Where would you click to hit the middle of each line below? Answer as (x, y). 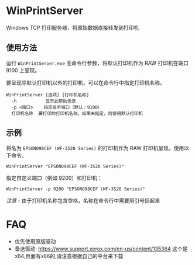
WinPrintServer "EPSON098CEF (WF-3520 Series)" (65, 166)
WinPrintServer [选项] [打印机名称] (48, 95)
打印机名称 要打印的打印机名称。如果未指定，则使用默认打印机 (77, 113)
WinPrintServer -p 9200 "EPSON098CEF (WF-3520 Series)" (76, 189)
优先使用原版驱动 (35, 241)
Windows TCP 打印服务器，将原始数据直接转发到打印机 (73, 27)
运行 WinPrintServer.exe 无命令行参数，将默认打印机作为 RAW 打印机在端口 (97, 63)
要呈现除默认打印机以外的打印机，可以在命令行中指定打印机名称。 (85, 82)
